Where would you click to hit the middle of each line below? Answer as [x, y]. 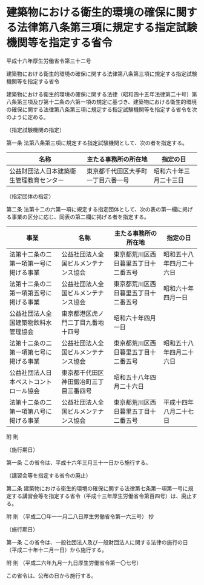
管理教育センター [40, 180]
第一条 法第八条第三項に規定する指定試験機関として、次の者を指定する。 [97, 143]
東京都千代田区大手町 [117, 171]
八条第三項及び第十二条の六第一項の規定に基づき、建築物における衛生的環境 [102, 101]
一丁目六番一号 [108, 180]
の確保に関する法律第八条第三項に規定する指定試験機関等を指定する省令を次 [102, 109]
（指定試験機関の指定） [35, 130]
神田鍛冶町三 [80, 381]
